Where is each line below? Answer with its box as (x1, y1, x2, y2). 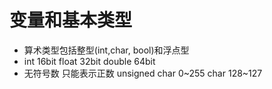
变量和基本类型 (9, 9, 133, 32)
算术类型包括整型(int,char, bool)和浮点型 (23, 44, 190, 56)
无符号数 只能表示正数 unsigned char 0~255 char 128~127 (23, 67, 263, 79)
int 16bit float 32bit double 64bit (23, 55, 156, 67)
